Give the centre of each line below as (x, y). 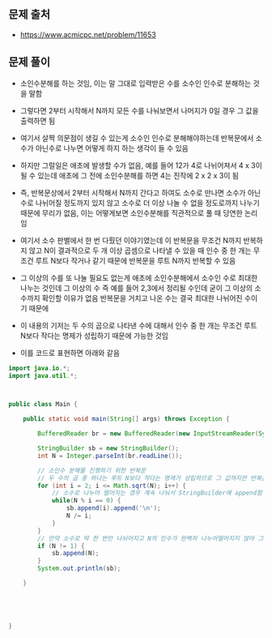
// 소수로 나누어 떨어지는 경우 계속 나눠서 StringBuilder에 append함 (157, 493)
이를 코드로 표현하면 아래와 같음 (70, 353)
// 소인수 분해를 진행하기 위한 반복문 (92, 470)
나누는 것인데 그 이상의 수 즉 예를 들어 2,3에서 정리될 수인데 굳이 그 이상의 (136, 288)
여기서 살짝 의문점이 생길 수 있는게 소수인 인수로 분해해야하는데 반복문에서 (137, 138)
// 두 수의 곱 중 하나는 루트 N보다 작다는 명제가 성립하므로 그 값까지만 (142, 478)
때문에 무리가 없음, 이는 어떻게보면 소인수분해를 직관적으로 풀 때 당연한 (131, 212)
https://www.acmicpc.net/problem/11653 (88, 34)
